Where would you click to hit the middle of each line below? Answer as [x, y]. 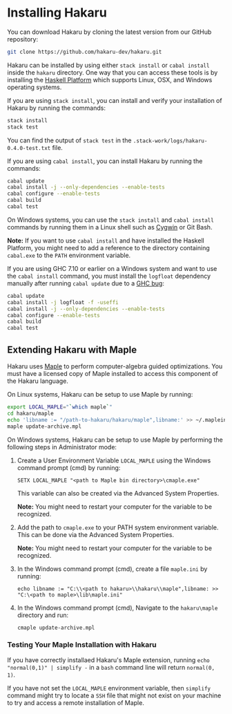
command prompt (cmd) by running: [69, 467]
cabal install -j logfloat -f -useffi [63, 302]
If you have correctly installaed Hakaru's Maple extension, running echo [108, 660]
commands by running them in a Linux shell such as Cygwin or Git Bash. [110, 227]
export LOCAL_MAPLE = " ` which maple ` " [60, 407]
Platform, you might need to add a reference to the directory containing [108, 247]
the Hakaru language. [38, 381]
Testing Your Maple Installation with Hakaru [82, 645]
